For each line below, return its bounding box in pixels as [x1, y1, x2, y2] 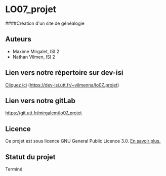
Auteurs [5, 35, 32, 43]
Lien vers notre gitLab [5, 96, 76, 105]
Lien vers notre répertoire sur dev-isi [5, 68, 123, 77]
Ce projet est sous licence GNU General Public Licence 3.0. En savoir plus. [5, 138, 161, 144]
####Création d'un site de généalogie [5, 20, 85, 26]
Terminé [5, 166, 23, 172]
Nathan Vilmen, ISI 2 [12, 54, 56, 60]
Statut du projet [5, 153, 56, 161]
